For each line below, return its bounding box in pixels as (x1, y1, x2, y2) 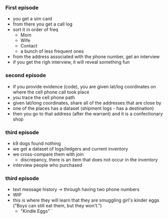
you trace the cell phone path (12, 94, 75, 101)
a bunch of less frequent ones (20, 48, 84, 55)
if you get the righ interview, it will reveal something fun (12, 59, 130, 65)
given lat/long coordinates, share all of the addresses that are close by (12, 100, 161, 106)
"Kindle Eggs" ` (20, 208, 53, 214)
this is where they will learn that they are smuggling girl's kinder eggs (12, 197, 160, 203)
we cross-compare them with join (12, 151, 84, 157)
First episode (5, 4, 39, 11)
